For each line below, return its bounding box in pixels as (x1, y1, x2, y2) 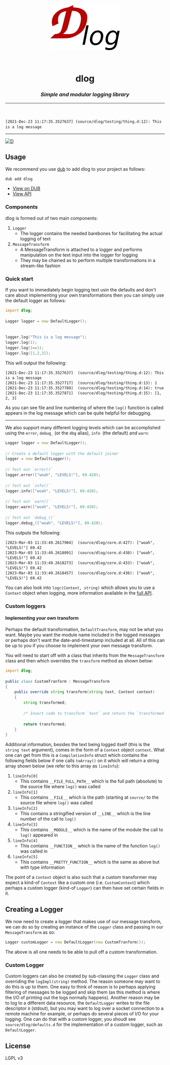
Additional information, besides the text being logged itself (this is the (5, 742, 150, 748)
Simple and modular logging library (40, 91, 130, 98)
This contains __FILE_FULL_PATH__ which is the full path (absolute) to (20, 778, 163, 784)
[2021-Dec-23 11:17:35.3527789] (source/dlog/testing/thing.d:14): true (5, 385, 164, 390)
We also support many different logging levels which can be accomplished (5, 424, 161, 430)
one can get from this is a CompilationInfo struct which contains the (5, 752, 148, 758)
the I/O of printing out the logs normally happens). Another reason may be (5, 995, 160, 1001)
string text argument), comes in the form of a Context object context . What (5, 747, 165, 753)
